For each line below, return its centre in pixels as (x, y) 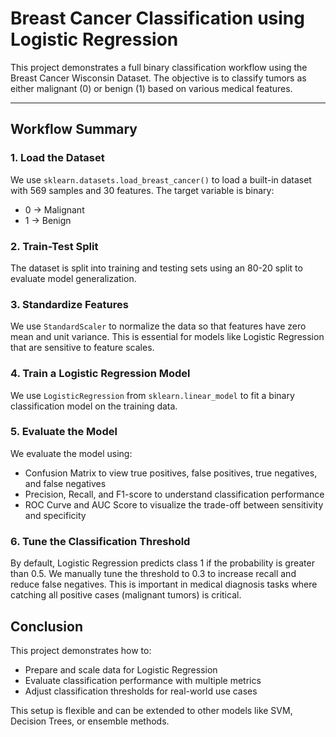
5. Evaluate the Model (64, 432)
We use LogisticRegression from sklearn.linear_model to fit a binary (152, 395)
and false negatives (65, 483)
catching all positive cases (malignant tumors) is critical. (126, 595)
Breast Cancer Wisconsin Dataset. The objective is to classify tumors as (158, 78)
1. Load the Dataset (57, 158)
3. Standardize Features (69, 304)
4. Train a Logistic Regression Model (100, 374)
